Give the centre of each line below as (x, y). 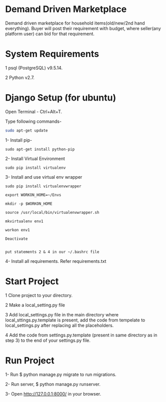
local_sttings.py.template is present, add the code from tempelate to (75, 320)
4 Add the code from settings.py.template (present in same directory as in (81, 335)
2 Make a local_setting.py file (35, 305)
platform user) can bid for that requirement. (50, 34)
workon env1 (17, 230)
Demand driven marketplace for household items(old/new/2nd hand (75, 23)
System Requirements (52, 54)
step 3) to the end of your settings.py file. (48, 340)
